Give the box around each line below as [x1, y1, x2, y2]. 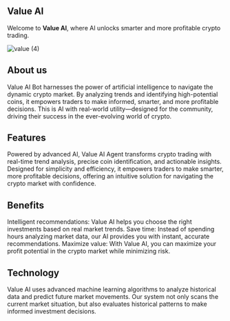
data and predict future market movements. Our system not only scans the [7, 293, 219, 301]
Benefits [7, 199, 45, 211]
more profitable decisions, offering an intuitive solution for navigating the [7, 172, 213, 180]
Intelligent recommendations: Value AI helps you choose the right [7, 218, 192, 226]
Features [7, 132, 46, 144]
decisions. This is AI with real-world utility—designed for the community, [7, 105, 213, 113]
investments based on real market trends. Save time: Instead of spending [7, 225, 215, 234]
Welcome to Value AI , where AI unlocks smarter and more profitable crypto [7, 23, 221, 32]
